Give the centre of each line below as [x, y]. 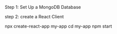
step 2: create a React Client [34, 17]
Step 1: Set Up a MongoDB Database [43, 7]
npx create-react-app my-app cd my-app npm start [58, 26]
